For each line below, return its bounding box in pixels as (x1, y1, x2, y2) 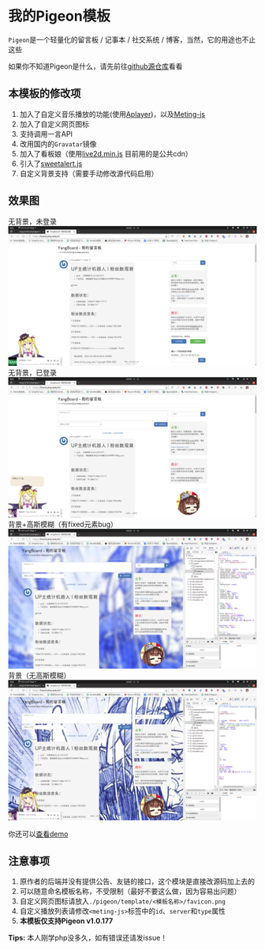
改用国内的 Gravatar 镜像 (19, 139, 97, 149)
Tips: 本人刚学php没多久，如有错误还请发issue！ (8, 933, 168, 943)
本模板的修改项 (8, 87, 81, 100)
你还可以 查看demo (8, 829, 69, 839)
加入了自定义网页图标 (19, 119, 89, 129)
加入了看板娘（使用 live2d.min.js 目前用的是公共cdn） (19, 149, 192, 158)
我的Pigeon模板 (8, 7, 110, 25)
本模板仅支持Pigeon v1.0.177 (19, 916, 114, 925)
